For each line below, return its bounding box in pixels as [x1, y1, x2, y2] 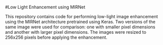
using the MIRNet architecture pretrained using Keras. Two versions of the [5, 19, 156, 24]
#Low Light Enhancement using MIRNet [5, 4, 86, 10]
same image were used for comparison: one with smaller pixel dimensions [5, 24, 156, 30]
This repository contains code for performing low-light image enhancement [5, 14, 159, 19]
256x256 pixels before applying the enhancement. [5, 34, 107, 40]
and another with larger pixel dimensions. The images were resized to [5, 29, 147, 35]
